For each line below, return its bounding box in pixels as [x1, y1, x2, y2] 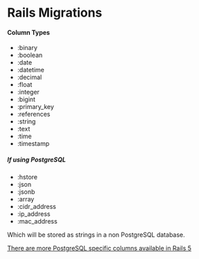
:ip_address [17, 210, 51, 218]
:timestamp [17, 140, 50, 148]
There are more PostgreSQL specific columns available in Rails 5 [7, 244, 192, 253]
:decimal [17, 73, 42, 81]
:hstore [17, 173, 38, 181]
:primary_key [17, 103, 54, 111]
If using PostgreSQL [7, 155, 66, 164]
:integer [17, 88, 40, 97]
